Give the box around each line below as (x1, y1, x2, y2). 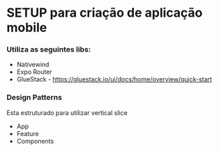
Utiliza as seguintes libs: (6, 45, 91, 54)
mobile (6, 20, 47, 36)
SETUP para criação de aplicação (6, 5, 203, 21)
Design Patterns (6, 93, 62, 102)
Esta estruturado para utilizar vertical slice (6, 108, 128, 116)
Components (16, 137, 54, 145)
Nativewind (16, 61, 50, 69)
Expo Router (16, 68, 53, 76)
